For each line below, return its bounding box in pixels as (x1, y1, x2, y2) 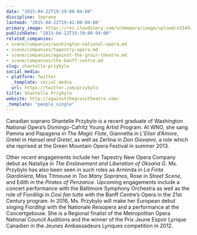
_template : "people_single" (6, 101, 75, 107)
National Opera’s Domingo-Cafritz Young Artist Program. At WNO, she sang (6, 124, 189, 131)
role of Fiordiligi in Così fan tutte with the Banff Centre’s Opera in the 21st (6, 191, 182, 198)
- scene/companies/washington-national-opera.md (6, 42, 127, 47)
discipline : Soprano (6, 14, 57, 20)
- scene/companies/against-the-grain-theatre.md (6, 52, 127, 58)
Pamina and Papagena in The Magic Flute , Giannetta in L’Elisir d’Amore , (6, 130, 179, 137)
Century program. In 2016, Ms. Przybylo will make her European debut (6, 197, 176, 204)
